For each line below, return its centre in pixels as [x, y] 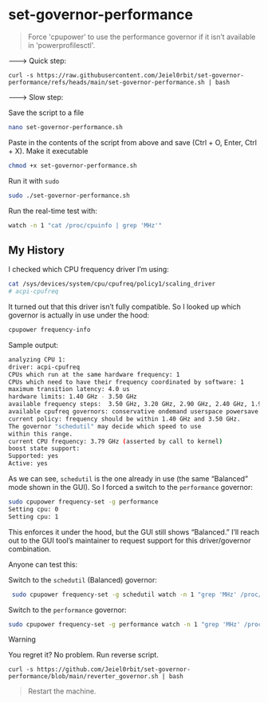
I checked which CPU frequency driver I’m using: [89, 270]
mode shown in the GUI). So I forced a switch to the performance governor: [131, 487]
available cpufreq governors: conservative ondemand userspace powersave [134, 412]
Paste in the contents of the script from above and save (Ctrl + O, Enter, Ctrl [133, 142]
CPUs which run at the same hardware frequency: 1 [94, 374]
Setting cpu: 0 [33, 509]
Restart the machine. [62, 691]
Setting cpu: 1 [33, 516]
